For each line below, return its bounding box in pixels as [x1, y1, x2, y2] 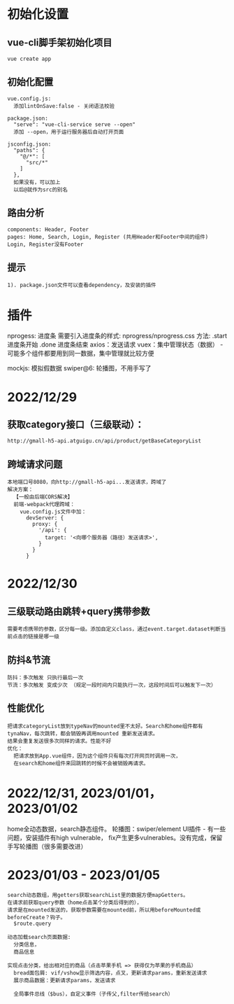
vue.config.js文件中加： [20, 508, 87, 515]
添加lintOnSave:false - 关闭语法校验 [13, 102, 115, 109]
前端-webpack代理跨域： [13, 501, 75, 508]
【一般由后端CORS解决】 [13, 494, 73, 501]
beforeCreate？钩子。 [7, 914, 66, 921]
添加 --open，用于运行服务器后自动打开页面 [13, 128, 124, 135]
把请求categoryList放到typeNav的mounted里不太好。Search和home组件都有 [7, 723, 203, 730]
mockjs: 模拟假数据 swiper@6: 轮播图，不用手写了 [7, 364, 152, 372]
